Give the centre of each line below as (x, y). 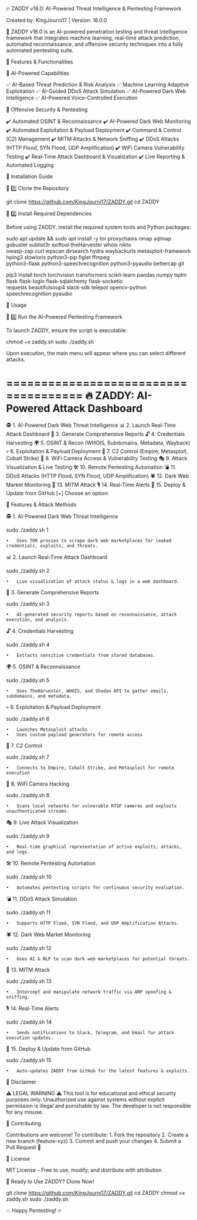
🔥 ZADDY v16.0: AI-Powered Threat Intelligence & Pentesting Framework (94, 9)
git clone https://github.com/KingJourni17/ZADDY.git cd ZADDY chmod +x (96, 1192)
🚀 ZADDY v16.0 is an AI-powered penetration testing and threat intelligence (97, 31)
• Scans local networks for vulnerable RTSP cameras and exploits (91, 806)
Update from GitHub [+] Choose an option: (58, 493)
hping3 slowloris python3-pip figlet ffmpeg (58, 257)
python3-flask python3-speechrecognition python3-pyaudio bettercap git (95, 263)
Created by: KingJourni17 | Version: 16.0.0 (57, 20)
